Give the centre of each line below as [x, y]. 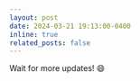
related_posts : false [50, 43]
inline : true [34, 34]
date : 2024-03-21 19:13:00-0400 [70, 26]
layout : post [34, 18]
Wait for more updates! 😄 [57, 68]
